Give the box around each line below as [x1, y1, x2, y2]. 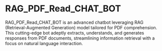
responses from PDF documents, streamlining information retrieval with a [5, 35, 155, 41]
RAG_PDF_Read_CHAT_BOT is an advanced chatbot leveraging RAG [5, 19, 144, 25]
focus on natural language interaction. [5, 40, 83, 46]
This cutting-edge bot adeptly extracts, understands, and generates [5, 30, 144, 36]
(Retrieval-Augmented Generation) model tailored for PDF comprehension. [5, 24, 158, 30]
